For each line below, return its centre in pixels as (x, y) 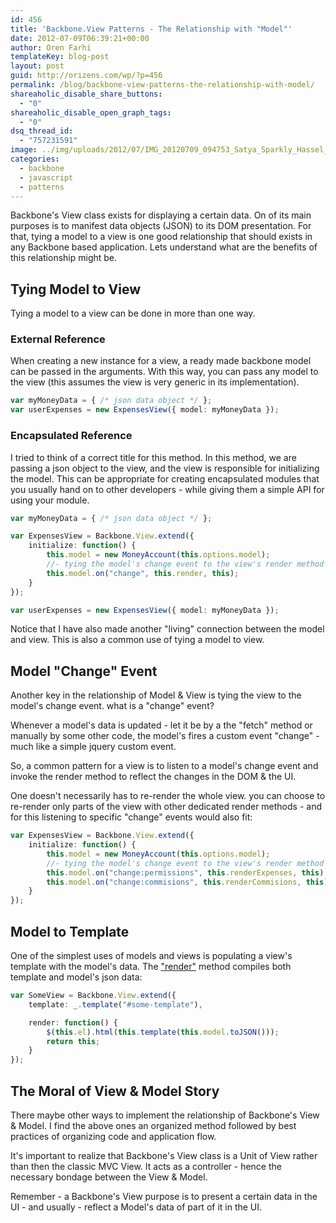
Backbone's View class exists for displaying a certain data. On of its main (161, 215)
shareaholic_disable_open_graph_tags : (91, 112)
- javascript (46, 177)
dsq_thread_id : (42, 131)
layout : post (37, 66)
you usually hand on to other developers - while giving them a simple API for (167, 489)
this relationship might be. (64, 258)
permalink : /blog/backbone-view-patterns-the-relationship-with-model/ (162, 85)
